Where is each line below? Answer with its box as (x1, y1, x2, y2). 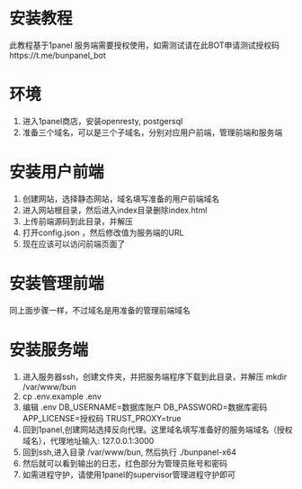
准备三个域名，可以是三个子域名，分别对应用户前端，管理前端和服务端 (22, 127, 283, 138)
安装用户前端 (9, 162, 105, 183)
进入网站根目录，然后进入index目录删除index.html (22, 204, 208, 215)
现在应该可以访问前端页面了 (22, 238, 126, 249)
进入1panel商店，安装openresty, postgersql (22, 115, 183, 126)
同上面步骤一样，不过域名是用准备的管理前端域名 (9, 304, 191, 315)
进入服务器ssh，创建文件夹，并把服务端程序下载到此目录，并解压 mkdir (22, 371, 288, 382)
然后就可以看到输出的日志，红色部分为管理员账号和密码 (22, 457, 227, 468)
